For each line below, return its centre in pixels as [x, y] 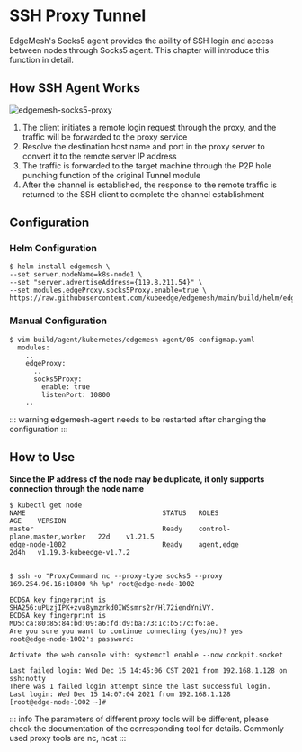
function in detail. [41, 59]
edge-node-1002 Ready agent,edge [124, 544]
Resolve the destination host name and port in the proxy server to [143, 146]
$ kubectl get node [46, 505]
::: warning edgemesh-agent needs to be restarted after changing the [138, 419]
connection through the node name [77, 488]
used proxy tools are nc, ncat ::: [68, 738]
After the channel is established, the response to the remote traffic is [149, 185]
